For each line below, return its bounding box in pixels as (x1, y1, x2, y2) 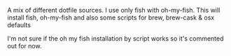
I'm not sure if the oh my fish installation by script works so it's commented (7, 34, 224, 43)
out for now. (7, 42, 42, 50)
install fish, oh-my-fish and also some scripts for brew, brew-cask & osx (7, 13, 215, 22)
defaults (7, 21, 31, 29)
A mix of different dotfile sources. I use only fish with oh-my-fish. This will (7, 6, 220, 14)
